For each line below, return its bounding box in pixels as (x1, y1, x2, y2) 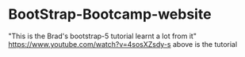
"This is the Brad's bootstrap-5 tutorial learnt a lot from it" (8, 31, 197, 41)
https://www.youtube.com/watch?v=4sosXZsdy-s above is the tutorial (8, 39, 238, 48)
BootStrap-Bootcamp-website (8, 5, 212, 23)
